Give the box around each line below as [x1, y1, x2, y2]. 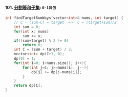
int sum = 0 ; [14, 24, 41, 29]
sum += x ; [22, 33, 43, 38]
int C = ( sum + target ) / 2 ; [14, 47, 73, 52]
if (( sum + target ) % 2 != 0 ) [14, 38, 69, 43]
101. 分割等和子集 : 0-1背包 [5, 4, 56, 10]
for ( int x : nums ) [14, 29, 49, 34]
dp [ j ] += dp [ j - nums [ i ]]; [31, 69, 82, 75]
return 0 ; [22, 43, 43, 48]
